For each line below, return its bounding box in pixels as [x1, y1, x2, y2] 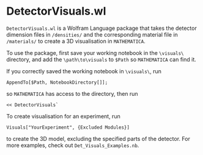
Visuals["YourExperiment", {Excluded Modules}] [6, 124, 130, 131]
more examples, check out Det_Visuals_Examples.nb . [6, 142, 139, 149]
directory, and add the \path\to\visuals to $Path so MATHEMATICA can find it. [6, 56, 197, 63]
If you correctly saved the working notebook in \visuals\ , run [6, 67, 162, 74]
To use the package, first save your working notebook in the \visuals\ [6, 49, 185, 56]
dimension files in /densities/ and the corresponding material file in [6, 31, 179, 38]
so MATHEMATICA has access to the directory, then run [6, 90, 139, 97]
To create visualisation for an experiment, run [6, 112, 120, 120]
